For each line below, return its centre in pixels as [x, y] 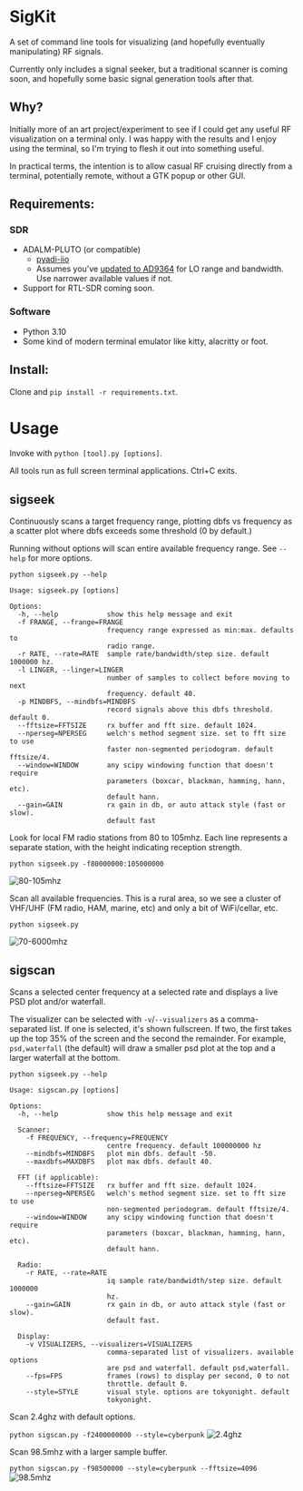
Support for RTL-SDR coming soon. [88, 289]
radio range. [131, 646]
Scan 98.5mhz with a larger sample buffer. [88, 1452]
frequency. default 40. [151, 694]
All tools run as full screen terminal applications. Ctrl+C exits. [123, 471]
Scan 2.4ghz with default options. [73, 1417]
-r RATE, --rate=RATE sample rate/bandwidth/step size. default [144, 654]
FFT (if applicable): [59, 1178]
